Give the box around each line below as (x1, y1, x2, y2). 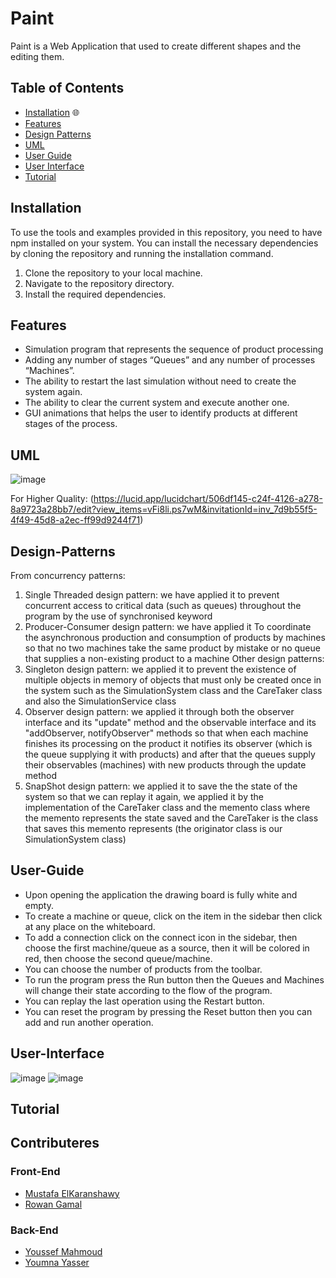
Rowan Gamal (24, 1198, 83, 1210)
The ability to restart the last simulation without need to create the (24, 375, 297, 387)
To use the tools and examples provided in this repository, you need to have (10, 226, 323, 238)
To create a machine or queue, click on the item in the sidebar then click (24, 910, 323, 922)
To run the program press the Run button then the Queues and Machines (24, 973, 325, 986)
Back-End (10, 1223, 59, 1237)
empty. (24, 899, 54, 911)
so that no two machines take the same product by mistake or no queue (24, 642, 321, 654)
